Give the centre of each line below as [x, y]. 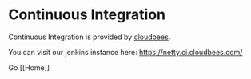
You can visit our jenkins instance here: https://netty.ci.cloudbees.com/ [125, 52]
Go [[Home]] [29, 67]
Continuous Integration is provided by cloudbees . [90, 37]
